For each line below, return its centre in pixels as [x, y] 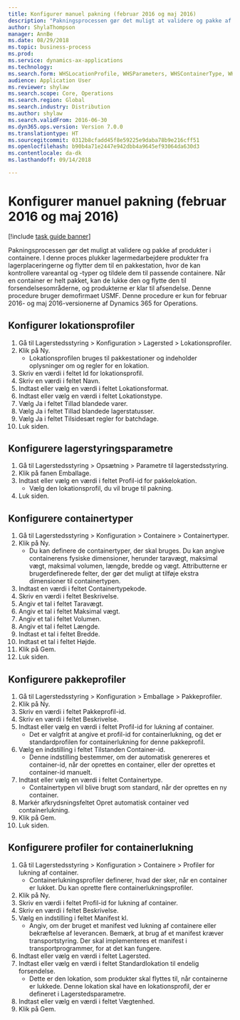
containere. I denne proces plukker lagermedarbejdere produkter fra [108, 257]
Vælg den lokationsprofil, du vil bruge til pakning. [101, 489]
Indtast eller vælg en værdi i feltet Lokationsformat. [94, 388]
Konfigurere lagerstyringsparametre [91, 449]
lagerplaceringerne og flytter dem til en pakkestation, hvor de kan [104, 265]
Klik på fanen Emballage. [55, 473]
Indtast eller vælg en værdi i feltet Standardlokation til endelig [109, 963]
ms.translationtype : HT [43, 133]
